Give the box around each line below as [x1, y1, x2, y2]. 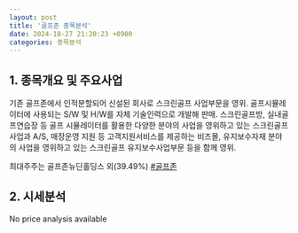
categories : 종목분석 [9, 37, 82, 47]
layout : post [9, 12, 58, 22]
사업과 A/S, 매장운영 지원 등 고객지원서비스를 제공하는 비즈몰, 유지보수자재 [9, 131, 266, 142]
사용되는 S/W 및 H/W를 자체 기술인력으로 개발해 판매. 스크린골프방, [32, 109, 266, 120]
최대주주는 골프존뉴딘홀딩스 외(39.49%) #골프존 [9, 161, 177, 172]
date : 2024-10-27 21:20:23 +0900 [9, 29, 133, 38]
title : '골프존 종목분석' [9, 21, 92, 30]
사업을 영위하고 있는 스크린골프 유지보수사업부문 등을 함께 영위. [18, 143, 237, 153]
